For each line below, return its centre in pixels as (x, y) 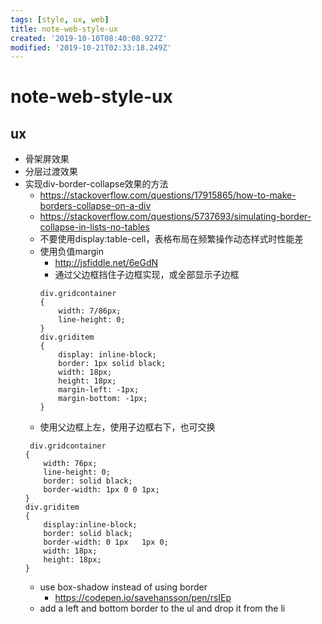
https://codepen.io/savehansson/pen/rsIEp (143, 598)
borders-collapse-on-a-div (95, 206)
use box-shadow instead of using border (123, 587)
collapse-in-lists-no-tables (94, 227)
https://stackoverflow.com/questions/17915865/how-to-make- (168, 195)
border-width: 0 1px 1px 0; (106, 542)
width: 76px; (70, 464)
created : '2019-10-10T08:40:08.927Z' (89, 38)
